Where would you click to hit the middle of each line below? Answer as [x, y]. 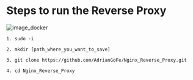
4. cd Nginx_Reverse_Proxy [41, 71]
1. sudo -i [20, 38]
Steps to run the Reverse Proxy [86, 11]
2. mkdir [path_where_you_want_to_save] [59, 49]
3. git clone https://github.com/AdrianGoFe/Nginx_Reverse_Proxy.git [97, 60]
